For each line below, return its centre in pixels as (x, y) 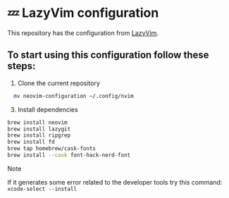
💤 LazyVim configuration (83, 13)
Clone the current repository (59, 83)
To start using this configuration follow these (108, 55)
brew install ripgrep (39, 135)
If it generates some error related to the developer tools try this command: (115, 182)
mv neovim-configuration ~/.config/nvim (74, 96)
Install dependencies (48, 109)
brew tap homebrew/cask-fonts (52, 149)
